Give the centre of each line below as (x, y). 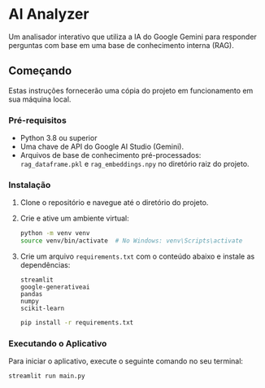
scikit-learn (42, 309)
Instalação (30, 185)
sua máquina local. (40, 99)
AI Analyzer (49, 14)
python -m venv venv (55, 233)
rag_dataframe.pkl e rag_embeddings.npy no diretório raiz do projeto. (135, 164)
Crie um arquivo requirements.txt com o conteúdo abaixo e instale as (137, 256)
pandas (31, 294)
